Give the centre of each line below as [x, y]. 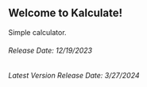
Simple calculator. [37, 32]
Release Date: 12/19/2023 [50, 50]
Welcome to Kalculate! [66, 13]
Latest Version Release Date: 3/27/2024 [74, 76]
